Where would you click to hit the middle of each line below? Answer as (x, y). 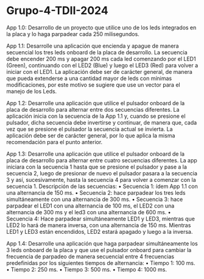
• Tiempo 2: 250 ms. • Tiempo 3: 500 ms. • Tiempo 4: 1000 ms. (87, 269)
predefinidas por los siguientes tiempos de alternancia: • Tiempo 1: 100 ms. (101, 263)
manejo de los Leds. (32, 91)
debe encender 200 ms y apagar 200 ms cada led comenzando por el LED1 (101, 59)
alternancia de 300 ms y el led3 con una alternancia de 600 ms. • (89, 212)
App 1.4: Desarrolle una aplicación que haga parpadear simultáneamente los (102, 243)
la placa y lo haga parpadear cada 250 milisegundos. (73, 34)
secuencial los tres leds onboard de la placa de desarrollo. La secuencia (97, 52)
